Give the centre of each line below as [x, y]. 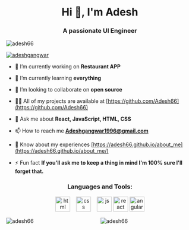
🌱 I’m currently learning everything [58, 78]
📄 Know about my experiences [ [54, 144]
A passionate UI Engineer [100, 31]
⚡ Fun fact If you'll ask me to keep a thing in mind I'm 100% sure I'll [99, 163]
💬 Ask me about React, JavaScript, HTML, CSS [73, 119]
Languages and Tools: [100, 187]
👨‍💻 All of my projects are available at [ [61, 101]
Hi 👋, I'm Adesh [100, 12]
